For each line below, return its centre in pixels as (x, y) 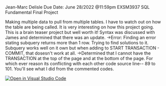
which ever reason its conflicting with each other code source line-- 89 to (80, 64)
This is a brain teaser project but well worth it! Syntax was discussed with (80, 32)
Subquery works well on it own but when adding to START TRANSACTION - (82, 48)
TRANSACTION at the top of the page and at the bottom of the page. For (79, 58)
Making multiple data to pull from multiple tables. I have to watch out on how (83, 22)
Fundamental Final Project (32, 12)
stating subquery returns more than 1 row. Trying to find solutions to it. (77, 43)
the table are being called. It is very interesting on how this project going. (80, 27)
